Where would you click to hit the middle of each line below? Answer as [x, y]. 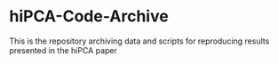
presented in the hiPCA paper [64, 50]
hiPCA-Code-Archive [89, 16]
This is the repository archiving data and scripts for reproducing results [139, 41]
